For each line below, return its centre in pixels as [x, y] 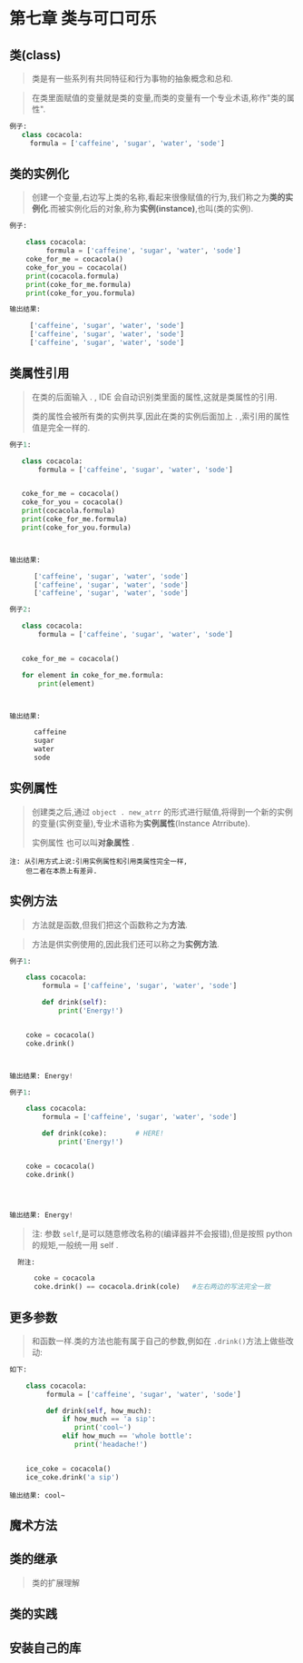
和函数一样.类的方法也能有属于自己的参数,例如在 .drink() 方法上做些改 [163, 1341]
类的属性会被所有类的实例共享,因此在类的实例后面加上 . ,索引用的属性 [161, 416]
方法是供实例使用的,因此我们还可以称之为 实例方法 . [125, 944]
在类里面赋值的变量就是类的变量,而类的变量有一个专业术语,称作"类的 [159, 98]
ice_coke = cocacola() [68, 1469]
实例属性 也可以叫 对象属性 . [83, 842]
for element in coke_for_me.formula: [93, 675]
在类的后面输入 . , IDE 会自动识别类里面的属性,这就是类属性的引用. [154, 397]
